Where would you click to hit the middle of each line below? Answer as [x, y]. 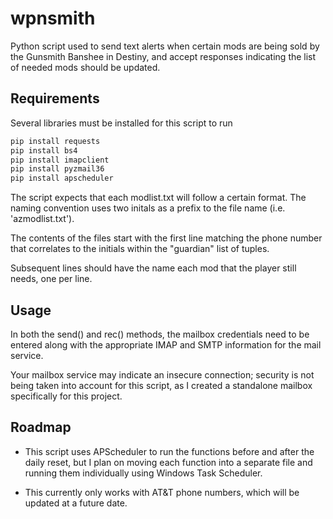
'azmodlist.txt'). [42, 219]
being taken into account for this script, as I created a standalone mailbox [161, 385]
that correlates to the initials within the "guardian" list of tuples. [140, 249]
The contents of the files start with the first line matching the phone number [166, 238]
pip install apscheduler [62, 178]
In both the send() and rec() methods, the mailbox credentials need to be [160, 334]
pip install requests [55, 141]
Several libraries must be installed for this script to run [121, 123]
